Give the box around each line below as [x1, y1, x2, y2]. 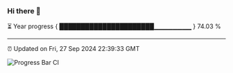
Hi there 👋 [7, 6, 42, 16]
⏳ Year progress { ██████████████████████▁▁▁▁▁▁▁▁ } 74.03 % [7, 22, 222, 30]
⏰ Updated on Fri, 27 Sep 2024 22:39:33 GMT [7, 45, 140, 53]
